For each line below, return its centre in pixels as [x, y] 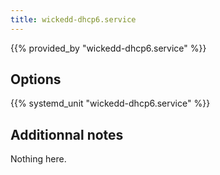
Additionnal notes [67, 134]
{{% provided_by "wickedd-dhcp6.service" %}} [108, 48]
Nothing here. [38, 159]
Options [36, 79]
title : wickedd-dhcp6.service [73, 19]
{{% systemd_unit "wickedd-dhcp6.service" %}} [110, 103]
